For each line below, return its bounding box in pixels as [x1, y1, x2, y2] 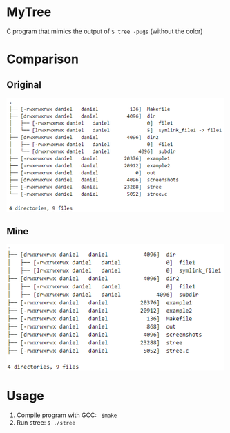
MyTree [6, 4, 52, 20]
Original [6, 79, 42, 91]
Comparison [6, 51, 79, 67]
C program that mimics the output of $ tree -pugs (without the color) [6, 27, 203, 35]
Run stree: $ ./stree [16, 418, 76, 426]
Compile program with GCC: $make [16, 411, 117, 419]
